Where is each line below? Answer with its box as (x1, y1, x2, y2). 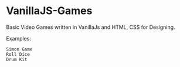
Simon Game (6, 46, 33, 52)
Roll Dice (6, 51, 30, 57)
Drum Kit (6, 56, 28, 62)
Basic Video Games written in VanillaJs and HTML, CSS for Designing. (6, 24, 175, 31)
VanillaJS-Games (6, 4, 93, 18)
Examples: (6, 35, 31, 42)
